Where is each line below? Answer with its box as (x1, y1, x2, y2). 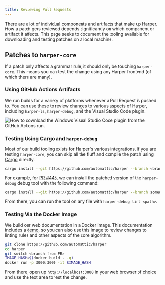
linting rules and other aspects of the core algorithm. (5, 232, 111, 238)
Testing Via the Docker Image (5, 211, 77, 218)
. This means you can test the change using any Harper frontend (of (14, 69, 151, 75)
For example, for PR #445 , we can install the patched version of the (5, 175, 141, 181)
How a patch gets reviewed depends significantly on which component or (5, 26, 155, 32)
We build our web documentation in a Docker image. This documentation (5, 222, 153, 228)
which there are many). (5, 74, 52, 80)
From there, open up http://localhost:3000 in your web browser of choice (5, 269, 157, 275)
